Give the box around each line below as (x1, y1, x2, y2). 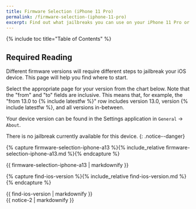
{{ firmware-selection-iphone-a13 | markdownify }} (6, 162, 129, 169)
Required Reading (6, 52, 73, 62)
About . (6, 121, 21, 128)
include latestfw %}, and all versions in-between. (6, 104, 125, 111)
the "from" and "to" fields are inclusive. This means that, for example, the (6, 92, 183, 99)
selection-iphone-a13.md (6, 150, 66, 158)
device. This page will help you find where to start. (6, 74, 128, 81)
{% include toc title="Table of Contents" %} (6, 36, 112, 43)
